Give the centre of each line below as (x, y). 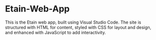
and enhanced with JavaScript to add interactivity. (56, 32)
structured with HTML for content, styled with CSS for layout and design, (78, 27)
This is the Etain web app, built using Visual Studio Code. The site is (73, 22)
